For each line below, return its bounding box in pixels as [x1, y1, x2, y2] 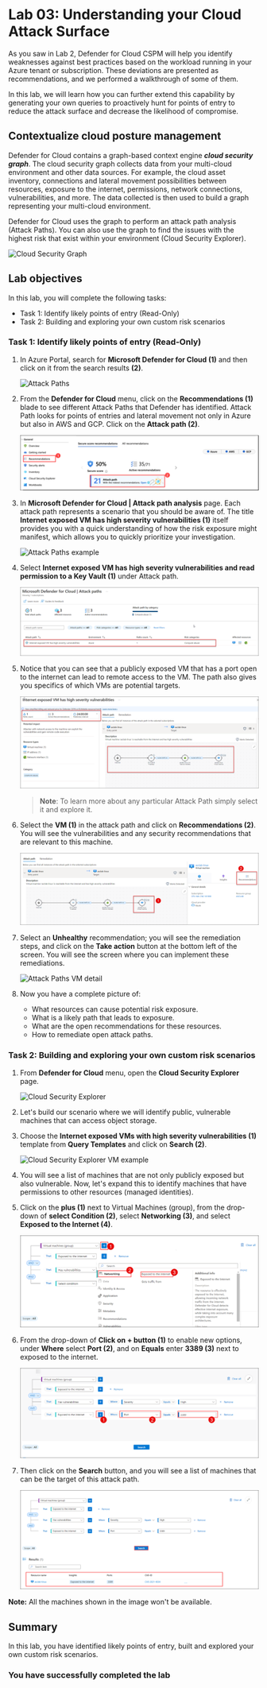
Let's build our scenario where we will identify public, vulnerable [19, 1107, 231, 1117]
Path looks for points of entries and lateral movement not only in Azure [19, 411, 252, 420]
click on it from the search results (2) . [19, 363, 143, 373]
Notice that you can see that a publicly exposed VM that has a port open [19, 664, 257, 673]
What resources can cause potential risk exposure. [31, 1005, 199, 1014]
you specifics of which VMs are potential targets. [19, 681, 181, 691]
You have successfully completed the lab [8, 1670, 171, 1681]
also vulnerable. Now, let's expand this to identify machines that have [19, 1179, 247, 1188]
